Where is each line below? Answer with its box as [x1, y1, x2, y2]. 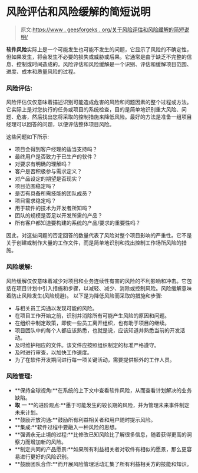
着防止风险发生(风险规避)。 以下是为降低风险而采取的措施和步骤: [6, 292, 163, 299]
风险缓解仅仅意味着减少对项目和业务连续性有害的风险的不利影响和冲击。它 [6, 277, 187, 285]
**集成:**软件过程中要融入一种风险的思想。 [14, 424, 120, 431]
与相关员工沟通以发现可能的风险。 [14, 305, 98, 312]
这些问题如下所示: [6, 133, 49, 140]
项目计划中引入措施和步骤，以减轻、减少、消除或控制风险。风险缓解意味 [16, 285, 192, 292]
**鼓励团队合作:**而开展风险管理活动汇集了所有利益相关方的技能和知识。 [14, 460, 192, 467]
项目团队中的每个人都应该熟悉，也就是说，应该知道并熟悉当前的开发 [14, 326, 180, 333]
